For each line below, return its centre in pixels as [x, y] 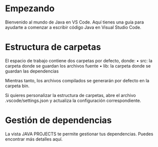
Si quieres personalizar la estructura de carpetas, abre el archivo [70, 95]
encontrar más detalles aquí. [34, 139]
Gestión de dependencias [58, 120]
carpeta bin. [17, 86]
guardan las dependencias [32, 71]
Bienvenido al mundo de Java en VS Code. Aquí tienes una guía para [75, 22]
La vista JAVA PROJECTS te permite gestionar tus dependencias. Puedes [79, 134]
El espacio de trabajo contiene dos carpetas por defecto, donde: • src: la [79, 61]
